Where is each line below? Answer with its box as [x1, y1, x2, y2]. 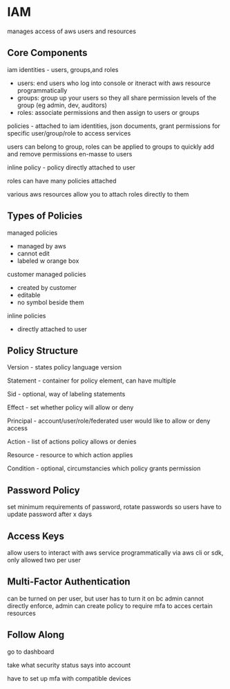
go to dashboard [7, 647, 55, 656]
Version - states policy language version [7, 363, 122, 371]
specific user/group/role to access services [7, 129, 131, 137]
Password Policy [7, 484, 81, 496]
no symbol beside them [17, 298, 84, 306]
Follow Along [7, 629, 64, 641]
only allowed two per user [7, 556, 81, 564]
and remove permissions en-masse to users [7, 149, 133, 158]
